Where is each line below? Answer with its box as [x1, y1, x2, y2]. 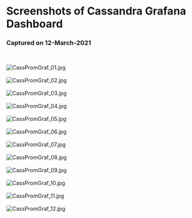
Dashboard [6, 17, 63, 31]
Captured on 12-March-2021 [6, 39, 92, 47]
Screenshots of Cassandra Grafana [6, 4, 187, 18]
